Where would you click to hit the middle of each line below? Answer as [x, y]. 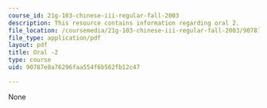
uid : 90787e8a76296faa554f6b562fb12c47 [74, 67]
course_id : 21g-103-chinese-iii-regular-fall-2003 [94, 15]
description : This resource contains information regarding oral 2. [124, 23]
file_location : [33, 30]
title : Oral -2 [33, 52]
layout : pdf [28, 45]
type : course [30, 60]
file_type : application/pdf [55, 38]
